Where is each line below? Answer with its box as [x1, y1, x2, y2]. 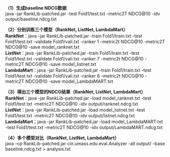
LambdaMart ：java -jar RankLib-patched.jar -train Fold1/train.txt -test [5, 67, 152, 73]
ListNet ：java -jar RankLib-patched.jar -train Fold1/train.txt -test [5, 50, 140, 56]
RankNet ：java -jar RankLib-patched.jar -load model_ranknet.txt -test [5, 95, 151, 101]
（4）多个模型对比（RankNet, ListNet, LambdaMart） [5, 135, 119, 141]
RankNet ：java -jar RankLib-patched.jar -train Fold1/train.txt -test [5, 33, 143, 39]
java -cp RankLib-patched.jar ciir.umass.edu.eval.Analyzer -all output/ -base [5, 141, 165, 146]
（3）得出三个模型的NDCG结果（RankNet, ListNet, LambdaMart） [5, 89, 146, 95]
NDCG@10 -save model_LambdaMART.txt [25, 78, 113, 84]
